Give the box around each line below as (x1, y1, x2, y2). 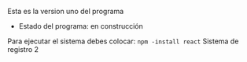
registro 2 (7, 45, 39, 53)
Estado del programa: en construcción (18, 22, 143, 30)
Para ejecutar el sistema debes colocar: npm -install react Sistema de (7, 36, 239, 46)
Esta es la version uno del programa (7, 7, 124, 15)
